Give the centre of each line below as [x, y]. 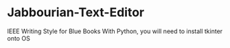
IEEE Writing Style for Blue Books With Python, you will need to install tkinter [115, 31]
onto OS [19, 38]
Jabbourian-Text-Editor [76, 13]
